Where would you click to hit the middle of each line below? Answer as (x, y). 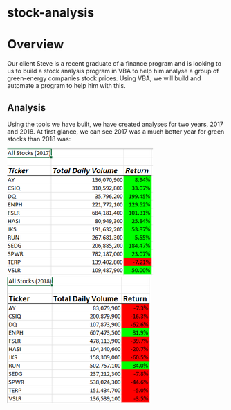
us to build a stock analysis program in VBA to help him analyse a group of (113, 71)
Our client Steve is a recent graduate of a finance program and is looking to (114, 64)
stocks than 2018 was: (39, 139)
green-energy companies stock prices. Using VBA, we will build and (104, 78)
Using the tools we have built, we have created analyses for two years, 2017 (115, 124)
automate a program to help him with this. (66, 86)
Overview (36, 45)
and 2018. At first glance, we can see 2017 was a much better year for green (116, 131)
